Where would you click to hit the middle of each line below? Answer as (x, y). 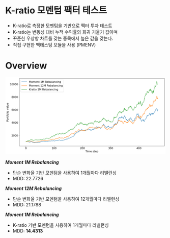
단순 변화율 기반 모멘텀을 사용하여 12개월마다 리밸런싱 (66, 199)
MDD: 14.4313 (28, 231)
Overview (26, 66)
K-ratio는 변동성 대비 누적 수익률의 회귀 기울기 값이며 (65, 32)
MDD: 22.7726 (28, 178)
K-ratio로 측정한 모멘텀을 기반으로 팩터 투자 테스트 (62, 26)
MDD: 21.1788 (27, 204)
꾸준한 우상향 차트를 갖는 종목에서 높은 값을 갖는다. (63, 38)
